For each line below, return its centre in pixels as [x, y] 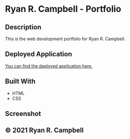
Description [23, 27]
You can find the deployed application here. [49, 66]
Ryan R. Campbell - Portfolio [63, 9]
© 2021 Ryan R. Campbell [44, 130]
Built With [20, 81]
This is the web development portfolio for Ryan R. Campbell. [65, 39]
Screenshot [23, 114]
